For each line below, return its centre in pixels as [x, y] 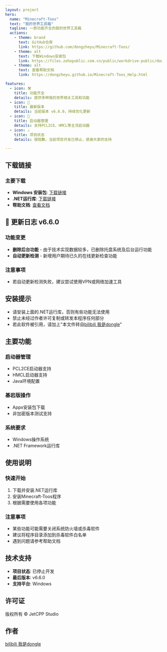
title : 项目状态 [29, 135]
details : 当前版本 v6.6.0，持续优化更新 [52, 112]
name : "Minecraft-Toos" [34, 19]
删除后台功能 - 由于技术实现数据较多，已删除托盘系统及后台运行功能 [82, 249]
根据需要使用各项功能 [34, 502]
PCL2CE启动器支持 [32, 369]
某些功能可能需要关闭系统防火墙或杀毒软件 [56, 529]
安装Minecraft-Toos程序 [37, 496]
